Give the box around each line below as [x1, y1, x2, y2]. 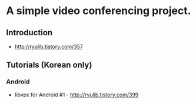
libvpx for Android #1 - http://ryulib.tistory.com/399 [14, 91, 139, 98]
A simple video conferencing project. [6, 4, 191, 18]
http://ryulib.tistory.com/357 [14, 43, 84, 50]
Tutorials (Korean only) [6, 60, 92, 70]
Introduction [6, 28, 53, 38]
